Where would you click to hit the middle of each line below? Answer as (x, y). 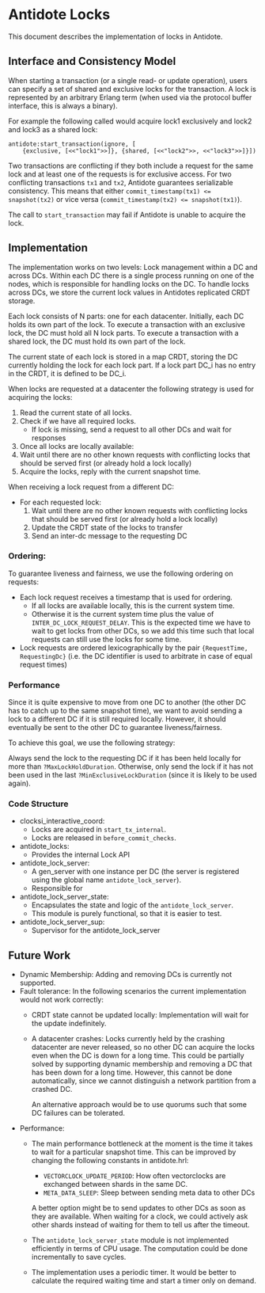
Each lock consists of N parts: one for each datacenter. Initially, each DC (126, 316)
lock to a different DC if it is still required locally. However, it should (117, 719)
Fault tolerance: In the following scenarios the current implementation (133, 991)
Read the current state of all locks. (76, 413)
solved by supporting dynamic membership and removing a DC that (142, 1064)
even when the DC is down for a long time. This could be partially (138, 1055)
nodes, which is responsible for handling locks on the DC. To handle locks (129, 283)
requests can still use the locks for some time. (106, 639)
